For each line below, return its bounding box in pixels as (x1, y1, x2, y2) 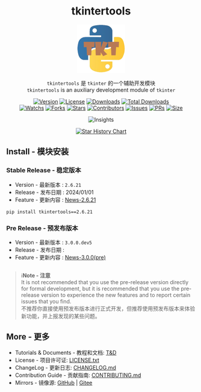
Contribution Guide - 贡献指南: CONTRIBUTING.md (14, 372, 141, 379)
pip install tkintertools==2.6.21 (6, 209, 93, 215)
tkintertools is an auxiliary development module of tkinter (26, 86, 176, 93)
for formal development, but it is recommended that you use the (20, 285, 180, 292)
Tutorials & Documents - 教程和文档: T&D (14, 349, 117, 356)
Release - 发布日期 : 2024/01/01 (14, 188, 94, 196)
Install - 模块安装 (6, 146, 69, 157)
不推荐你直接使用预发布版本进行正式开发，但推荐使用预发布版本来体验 (20, 305, 196, 312)
